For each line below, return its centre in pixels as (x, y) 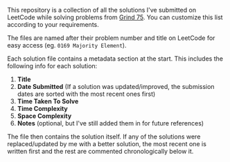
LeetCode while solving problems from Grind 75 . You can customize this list (115, 17)
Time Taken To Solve (48, 101)
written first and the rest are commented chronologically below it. (100, 151)
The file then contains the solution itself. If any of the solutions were (104, 136)
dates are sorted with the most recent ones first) (86, 94)
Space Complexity (44, 116)
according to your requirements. (53, 24)
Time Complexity (42, 109)
